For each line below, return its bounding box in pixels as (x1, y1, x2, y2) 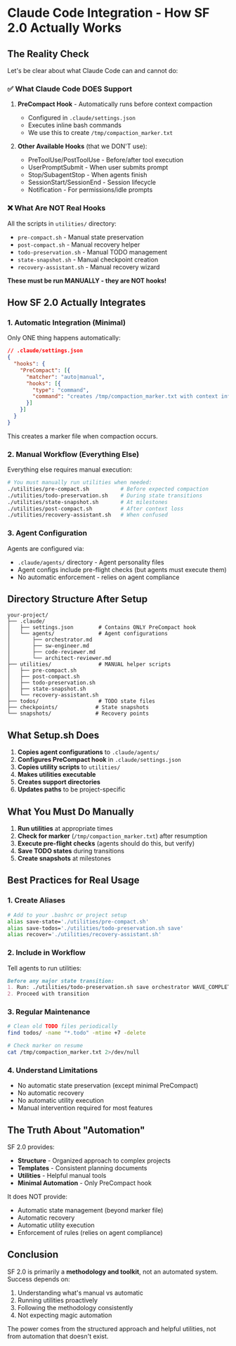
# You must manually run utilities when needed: (7, 479, 152, 486)
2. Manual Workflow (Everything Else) (7, 449, 139, 459)
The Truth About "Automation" (7, 1124, 145, 1136)
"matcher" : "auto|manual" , (25, 373, 105, 380)
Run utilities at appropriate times (17, 824, 114, 833)
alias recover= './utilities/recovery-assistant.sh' (7, 931, 162, 938)
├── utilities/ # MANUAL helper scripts (7, 661, 171, 668)
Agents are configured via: (7, 544, 84, 552)
